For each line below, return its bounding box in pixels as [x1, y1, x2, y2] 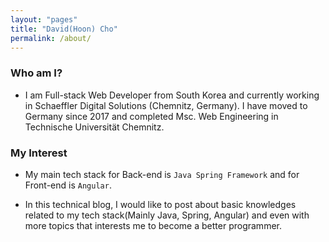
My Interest [10, 146, 68, 160]
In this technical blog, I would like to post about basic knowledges [24, 198, 297, 210]
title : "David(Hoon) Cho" [10, 24, 118, 34]
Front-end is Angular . [24, 179, 112, 191]
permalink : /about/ [10, 33, 92, 43]
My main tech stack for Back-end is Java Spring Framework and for [24, 168, 300, 180]
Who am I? [10, 66, 63, 80]
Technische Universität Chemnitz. [24, 121, 165, 133]
